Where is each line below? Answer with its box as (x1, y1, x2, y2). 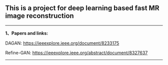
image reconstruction (5, 12, 74, 20)
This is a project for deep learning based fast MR (5, 4, 159, 12)
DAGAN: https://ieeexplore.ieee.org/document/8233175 (5, 40, 119, 46)
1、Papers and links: (5, 30, 48, 36)
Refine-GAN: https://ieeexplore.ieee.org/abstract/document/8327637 (5, 50, 148, 56)
